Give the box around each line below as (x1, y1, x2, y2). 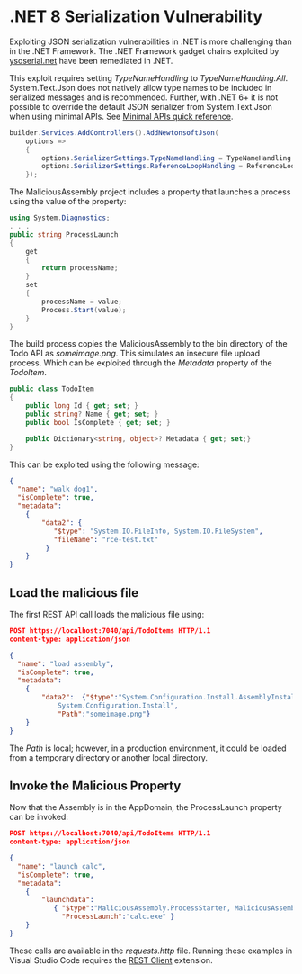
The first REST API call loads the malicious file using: (9, 609, 205, 619)
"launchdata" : (41, 896, 94, 905)
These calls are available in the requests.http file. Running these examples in (9, 945, 293, 956)
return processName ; (41, 264, 119, 273)
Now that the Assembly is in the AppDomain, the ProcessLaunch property (9, 802, 283, 813)
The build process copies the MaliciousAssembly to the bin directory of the (9, 338, 288, 349)
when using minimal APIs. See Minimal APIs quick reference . (9, 111, 234, 122)
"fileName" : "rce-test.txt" (53, 535, 159, 544)
